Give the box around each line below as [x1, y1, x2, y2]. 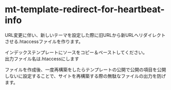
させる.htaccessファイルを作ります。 [5, 38, 83, 44]
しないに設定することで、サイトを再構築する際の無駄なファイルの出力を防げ [5, 73, 166, 79]
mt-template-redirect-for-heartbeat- [5, 4, 165, 15]
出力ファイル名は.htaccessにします [5, 55, 79, 62]
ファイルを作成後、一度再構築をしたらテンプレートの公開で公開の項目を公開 [5, 66, 166, 73]
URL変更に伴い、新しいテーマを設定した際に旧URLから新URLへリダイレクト [5, 32, 166, 38]
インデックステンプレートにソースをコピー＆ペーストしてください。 [5, 49, 147, 55]
